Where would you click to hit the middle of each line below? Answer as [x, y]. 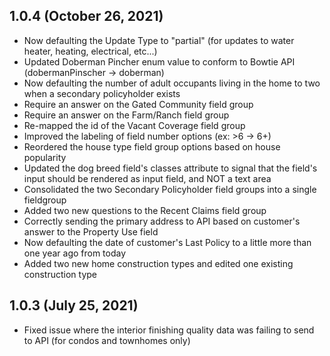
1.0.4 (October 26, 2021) [86, 16]
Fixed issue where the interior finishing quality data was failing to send [169, 330]
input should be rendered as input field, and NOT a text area [147, 178]
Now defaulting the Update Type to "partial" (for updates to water [159, 40]
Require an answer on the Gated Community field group [138, 104]
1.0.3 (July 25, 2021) [74, 305]
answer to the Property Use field [91, 231]
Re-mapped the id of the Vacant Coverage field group [134, 125]
